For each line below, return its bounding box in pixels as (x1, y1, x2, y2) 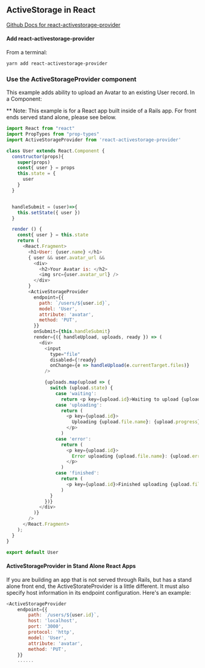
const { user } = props (17, 165, 75, 171)
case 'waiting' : (55, 390, 97, 396)
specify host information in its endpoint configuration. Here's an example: (6, 589, 191, 596)
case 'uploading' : (55, 402, 103, 408)
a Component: (6, 95, 42, 103)
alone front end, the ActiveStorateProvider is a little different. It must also (6, 583, 190, 590)
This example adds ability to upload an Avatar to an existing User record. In (6, 89, 195, 96)
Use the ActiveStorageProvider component (6, 74, 137, 83)
